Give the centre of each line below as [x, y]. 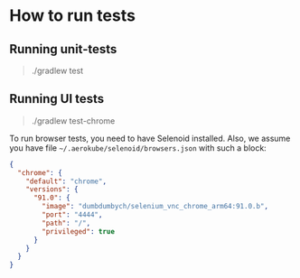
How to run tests [72, 16]
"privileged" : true [79, 231]
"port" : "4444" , [72, 215]
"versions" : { [52, 190]
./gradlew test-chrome [73, 120]
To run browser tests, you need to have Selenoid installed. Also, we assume [150, 138]
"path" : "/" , [66, 223]
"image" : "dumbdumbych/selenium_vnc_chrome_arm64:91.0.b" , [155, 207]
